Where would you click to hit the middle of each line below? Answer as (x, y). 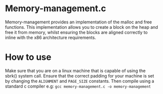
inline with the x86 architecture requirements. (51, 38)
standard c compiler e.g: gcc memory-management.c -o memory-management (78, 86)
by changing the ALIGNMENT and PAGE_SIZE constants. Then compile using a (80, 81)
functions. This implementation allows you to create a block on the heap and (81, 27)
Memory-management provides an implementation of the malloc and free (79, 22)
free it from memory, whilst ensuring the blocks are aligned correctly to (76, 32)
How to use (28, 57)
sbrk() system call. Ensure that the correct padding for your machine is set (80, 75)
